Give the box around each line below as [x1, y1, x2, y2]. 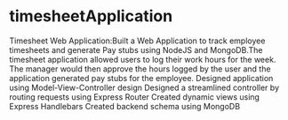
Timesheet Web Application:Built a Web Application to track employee [9, 35, 266, 46]
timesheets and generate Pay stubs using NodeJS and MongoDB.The [9, 44, 263, 55]
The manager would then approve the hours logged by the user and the [9, 64, 271, 74]
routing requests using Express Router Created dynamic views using [9, 91, 260, 102]
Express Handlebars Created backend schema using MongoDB [9, 101, 241, 111]
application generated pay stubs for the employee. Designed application [9, 72, 274, 83]
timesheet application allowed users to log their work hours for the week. [9, 54, 276, 64]
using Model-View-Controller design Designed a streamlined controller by [9, 82, 280, 93]
